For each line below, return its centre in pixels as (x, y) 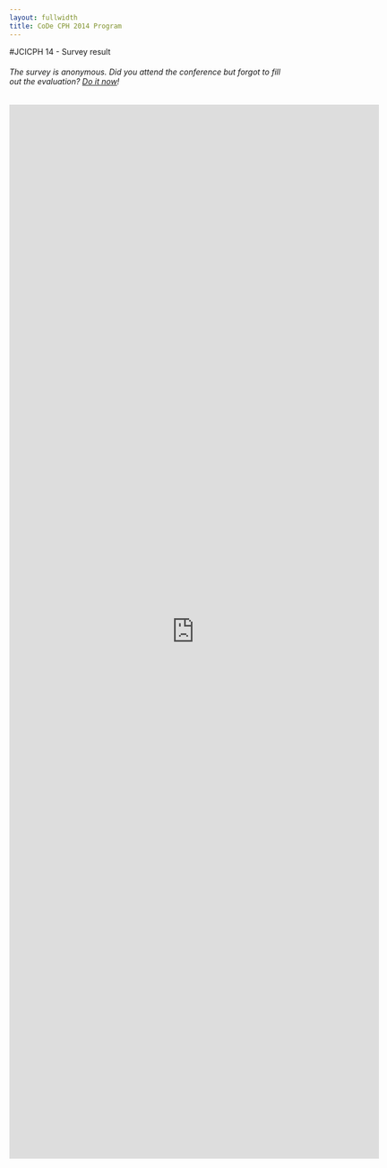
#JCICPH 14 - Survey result (60, 51)
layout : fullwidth (43, 17)
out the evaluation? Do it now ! (64, 82)
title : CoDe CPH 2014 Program (66, 26)
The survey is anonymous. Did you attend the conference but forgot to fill (145, 72)
